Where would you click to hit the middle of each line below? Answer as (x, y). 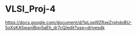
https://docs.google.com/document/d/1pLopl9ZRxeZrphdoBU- (68, 22)
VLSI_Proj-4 (30, 9)
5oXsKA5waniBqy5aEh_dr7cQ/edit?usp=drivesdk (55, 27)
